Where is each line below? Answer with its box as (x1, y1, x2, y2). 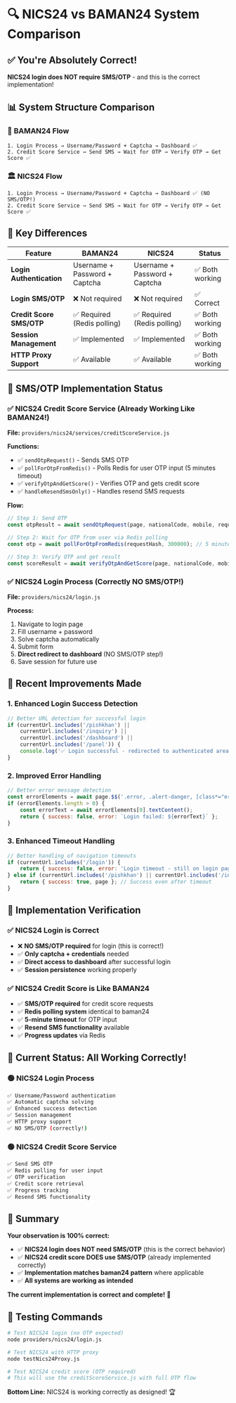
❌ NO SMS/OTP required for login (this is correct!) (17, 942, 164, 950)
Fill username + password (17, 628, 93, 636)
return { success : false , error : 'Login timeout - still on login (20, 865, 218, 873)
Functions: (7, 442, 40, 451)
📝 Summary (7, 1213, 60, 1225)
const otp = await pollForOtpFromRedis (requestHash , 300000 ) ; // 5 (7, 541, 209, 548)
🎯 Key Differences (7, 227, 88, 239)
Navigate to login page (17, 620, 84, 628)
